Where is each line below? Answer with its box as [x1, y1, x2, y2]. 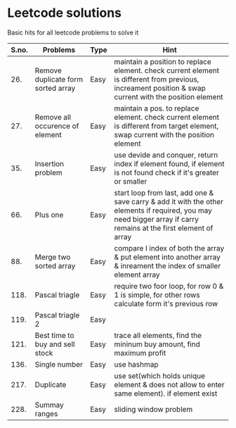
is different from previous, [114, 74, 199, 84]
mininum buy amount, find [114, 339, 200, 349]
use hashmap [114, 359, 159, 369]
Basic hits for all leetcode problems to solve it [7, 28, 139, 37]
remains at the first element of [114, 223, 214, 233]
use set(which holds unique [114, 371, 206, 381]
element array [114, 270, 160, 279]
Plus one [34, 210, 64, 220]
